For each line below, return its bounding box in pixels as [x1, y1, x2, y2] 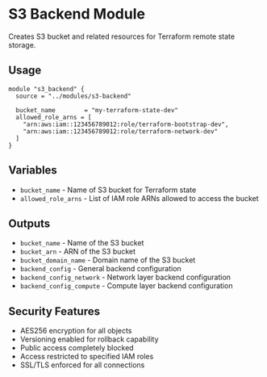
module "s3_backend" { [8, 85, 85, 93]
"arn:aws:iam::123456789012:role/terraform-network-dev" [23, 127, 219, 136]
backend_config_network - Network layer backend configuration [19, 272, 232, 283]
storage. [8, 40, 36, 49]
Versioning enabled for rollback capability [19, 334, 159, 344]
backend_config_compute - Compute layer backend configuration [19, 281, 233, 291]
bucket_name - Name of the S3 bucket [19, 238, 144, 248]
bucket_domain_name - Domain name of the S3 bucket [19, 255, 196, 265]
